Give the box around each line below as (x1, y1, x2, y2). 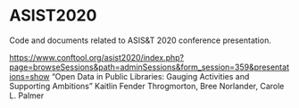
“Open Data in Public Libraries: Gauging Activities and (51, 71, 250, 81)
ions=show (9, 71, 50, 81)
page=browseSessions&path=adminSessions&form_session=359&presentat (9, 62, 290, 72)
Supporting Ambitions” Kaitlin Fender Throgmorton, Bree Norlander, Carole (9, 80, 285, 91)
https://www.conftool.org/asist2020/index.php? (9, 52, 185, 62)
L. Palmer (9, 90, 45, 101)
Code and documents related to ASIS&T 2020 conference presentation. (9, 35, 272, 46)
